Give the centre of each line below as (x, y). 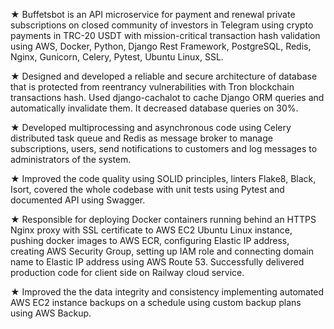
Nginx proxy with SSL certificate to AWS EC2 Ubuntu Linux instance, (151, 230)
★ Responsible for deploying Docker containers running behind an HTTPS (163, 219)
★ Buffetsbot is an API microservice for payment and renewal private (153, 14)
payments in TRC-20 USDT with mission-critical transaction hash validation (165, 35)
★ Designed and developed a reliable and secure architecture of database (164, 76)
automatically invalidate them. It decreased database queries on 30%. (154, 108)
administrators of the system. (71, 159)
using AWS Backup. (51, 313)
